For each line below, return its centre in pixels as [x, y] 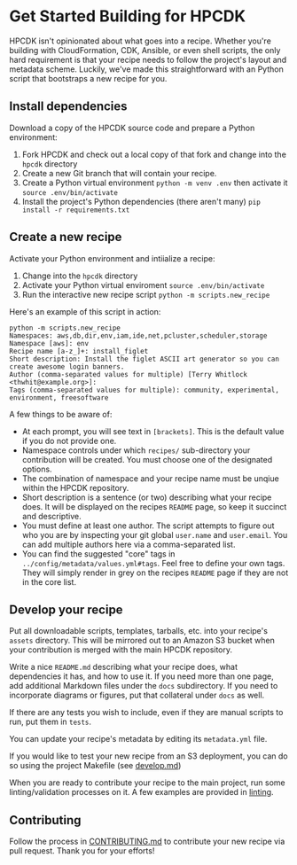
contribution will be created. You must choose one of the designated [147, 459]
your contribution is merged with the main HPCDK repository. [121, 650]
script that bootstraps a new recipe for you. [88, 78]
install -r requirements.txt [76, 210]
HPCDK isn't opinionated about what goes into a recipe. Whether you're [141, 41]
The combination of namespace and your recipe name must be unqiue [150, 478]
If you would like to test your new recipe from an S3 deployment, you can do [148, 756]
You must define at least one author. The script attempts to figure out [148, 526]
